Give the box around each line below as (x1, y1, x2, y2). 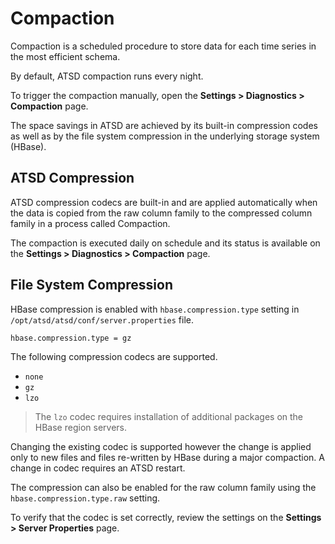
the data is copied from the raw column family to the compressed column (10, 207, 313, 219)
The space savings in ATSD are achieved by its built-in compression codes (10, 119, 318, 131)
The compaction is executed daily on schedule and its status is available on (10, 237, 321, 249)
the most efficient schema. (10, 50, 121, 62)
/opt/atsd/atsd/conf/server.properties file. (10, 313, 194, 326)
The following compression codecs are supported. (10, 351, 218, 363)
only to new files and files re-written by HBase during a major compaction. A (10, 452, 325, 464)
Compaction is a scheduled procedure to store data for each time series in (10, 40, 317, 52)
